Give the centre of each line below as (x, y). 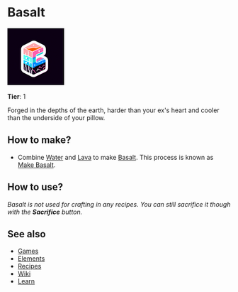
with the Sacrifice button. (45, 212)
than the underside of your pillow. (56, 117)
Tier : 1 (17, 96)
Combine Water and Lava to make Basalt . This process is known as (115, 157)
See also (27, 234)
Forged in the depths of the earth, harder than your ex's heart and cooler (113, 110)
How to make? (39, 140)
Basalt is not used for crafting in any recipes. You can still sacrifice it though (119, 204)
